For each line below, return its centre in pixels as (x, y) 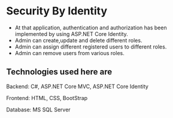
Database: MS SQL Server (38, 110)
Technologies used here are (59, 72)
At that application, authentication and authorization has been (91, 28)
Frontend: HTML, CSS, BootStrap (47, 98)
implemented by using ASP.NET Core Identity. (72, 34)
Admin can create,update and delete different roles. (78, 40)
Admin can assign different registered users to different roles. (91, 47)
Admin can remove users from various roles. (69, 53)
